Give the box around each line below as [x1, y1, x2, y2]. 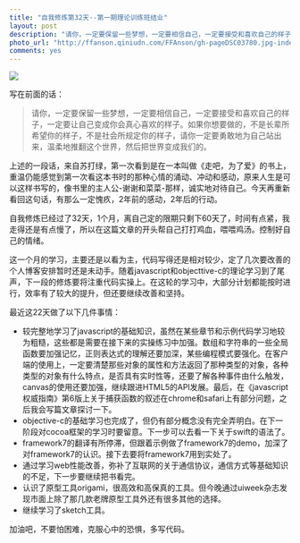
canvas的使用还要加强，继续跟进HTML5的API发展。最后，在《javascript [21, 382, 288, 393]
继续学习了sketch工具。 [21, 505, 110, 515]
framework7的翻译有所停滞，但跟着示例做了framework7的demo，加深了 [21, 437, 288, 448]
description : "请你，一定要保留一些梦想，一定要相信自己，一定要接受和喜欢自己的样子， [9, 30, 298, 38]
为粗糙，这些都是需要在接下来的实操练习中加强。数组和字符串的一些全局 [21, 337, 288, 348]
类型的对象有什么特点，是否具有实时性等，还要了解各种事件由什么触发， [21, 370, 288, 381]
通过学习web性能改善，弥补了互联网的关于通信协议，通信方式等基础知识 [21, 460, 288, 471]
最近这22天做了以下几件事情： [9, 307, 121, 318]
